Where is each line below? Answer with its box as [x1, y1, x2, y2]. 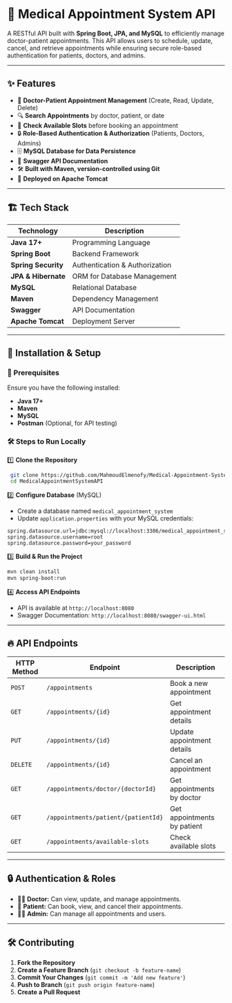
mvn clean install [7, 568, 60, 575]
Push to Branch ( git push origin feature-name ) [17, 981, 155, 989]
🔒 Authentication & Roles [7, 873, 116, 885]
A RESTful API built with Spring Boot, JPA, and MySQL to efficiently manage [7, 29, 225, 37]
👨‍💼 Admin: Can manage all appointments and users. [17, 910, 167, 918]
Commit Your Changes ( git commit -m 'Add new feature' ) [17, 973, 186, 982]
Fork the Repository [17, 959, 76, 967]
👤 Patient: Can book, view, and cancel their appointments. [17, 902, 183, 910]
